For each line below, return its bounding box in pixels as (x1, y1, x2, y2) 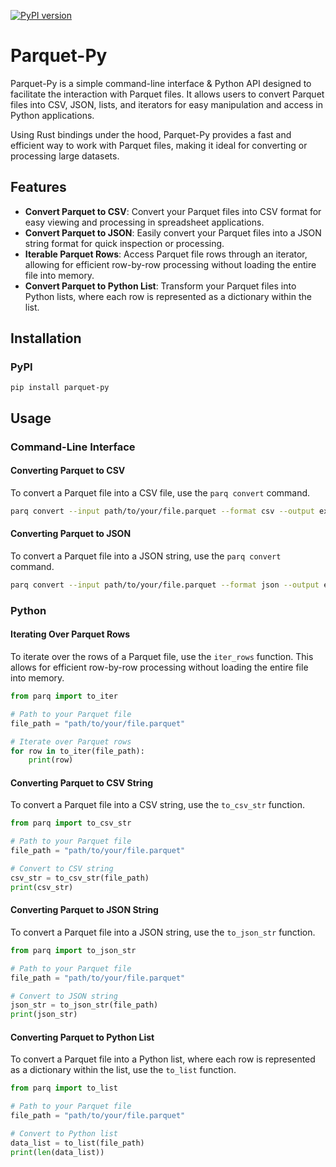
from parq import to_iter (10, 691, 118, 702)
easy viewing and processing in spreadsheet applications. (24, 216, 265, 228)
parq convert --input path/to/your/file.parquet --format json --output (10, 580, 320, 590)
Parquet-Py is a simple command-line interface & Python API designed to (10, 77, 312, 89)
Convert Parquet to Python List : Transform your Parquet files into (24, 280, 297, 292)
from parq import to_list (10, 1083, 118, 1094)
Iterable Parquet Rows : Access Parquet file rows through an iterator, (24, 248, 308, 260)
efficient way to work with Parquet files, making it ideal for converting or (10, 139, 308, 151)
